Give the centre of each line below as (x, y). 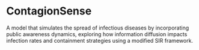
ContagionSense (49, 11)
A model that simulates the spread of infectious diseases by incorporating (98, 28)
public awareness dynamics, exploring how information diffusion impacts (97, 34)
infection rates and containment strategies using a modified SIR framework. (100, 40)
